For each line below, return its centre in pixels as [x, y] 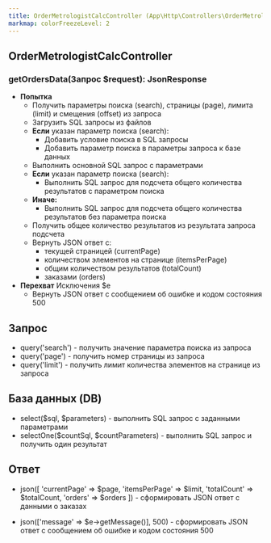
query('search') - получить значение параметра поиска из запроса [135, 347]
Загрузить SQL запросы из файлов [92, 123]
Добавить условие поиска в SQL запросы [116, 140]
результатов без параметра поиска [105, 217]
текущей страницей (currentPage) [102, 251]
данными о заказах [53, 506]
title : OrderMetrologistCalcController [75, 16]
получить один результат [63, 444]
